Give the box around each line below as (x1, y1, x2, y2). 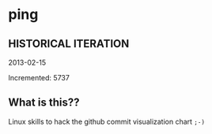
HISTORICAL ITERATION (8, 37, 130, 50)
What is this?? (8, 96, 80, 110)
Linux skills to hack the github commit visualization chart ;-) (8, 117, 206, 126)
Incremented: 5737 (8, 73, 70, 82)
